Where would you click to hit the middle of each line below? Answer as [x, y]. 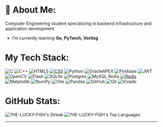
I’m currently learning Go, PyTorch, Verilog [55, 38]
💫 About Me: [31, 10]
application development [30, 28]
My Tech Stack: [37, 58]
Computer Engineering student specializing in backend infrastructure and [78, 23]
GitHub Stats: [33, 101]
